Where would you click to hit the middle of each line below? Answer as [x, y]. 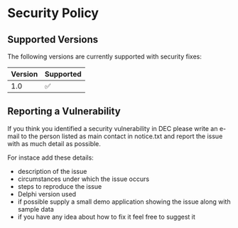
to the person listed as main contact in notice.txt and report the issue [122, 136]
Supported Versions [53, 40]
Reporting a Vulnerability [64, 112]
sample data [36, 209]
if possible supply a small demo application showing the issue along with [124, 202]
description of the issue [52, 171]
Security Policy [53, 13]
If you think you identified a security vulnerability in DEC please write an [113, 128]
